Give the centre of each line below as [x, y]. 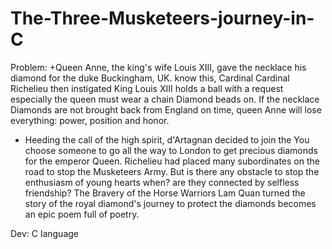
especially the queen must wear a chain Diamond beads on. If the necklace [165, 99]
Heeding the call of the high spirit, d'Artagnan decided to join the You [167, 139]
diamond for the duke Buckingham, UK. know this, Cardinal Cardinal [150, 78]
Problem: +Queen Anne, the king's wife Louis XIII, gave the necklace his [158, 67]
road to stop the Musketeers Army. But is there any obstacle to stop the [172, 171]
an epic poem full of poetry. [82, 214]
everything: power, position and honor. [90, 120]
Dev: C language [44, 233]
